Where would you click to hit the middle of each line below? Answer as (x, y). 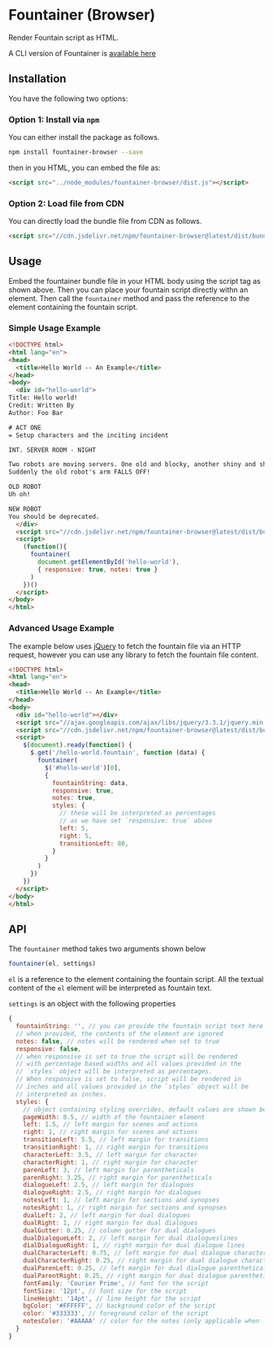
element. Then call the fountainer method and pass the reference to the (129, 298)
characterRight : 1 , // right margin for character (110, 1162)
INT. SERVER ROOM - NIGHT (52, 450)
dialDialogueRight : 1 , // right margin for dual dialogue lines (134, 1245)
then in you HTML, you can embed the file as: (84, 168)
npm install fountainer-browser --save (76, 152)
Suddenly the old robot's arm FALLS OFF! (80, 472)
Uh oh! (19, 495)
